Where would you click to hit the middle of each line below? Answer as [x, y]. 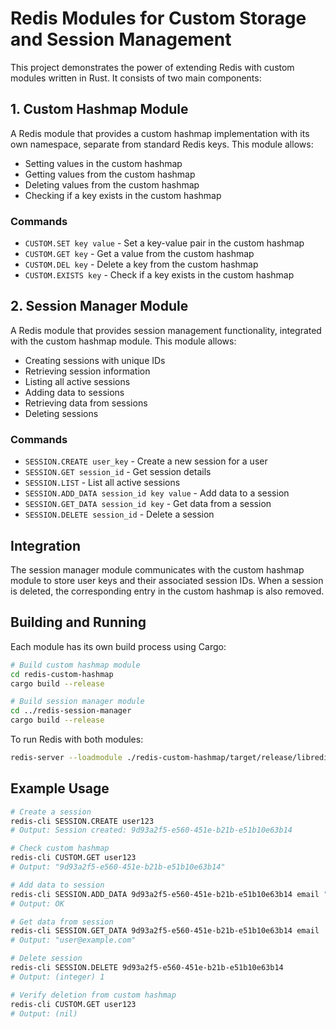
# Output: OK [37, 903]
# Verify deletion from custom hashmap [93, 995]
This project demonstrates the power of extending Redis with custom [152, 67]
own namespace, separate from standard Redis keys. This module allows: [162, 144]
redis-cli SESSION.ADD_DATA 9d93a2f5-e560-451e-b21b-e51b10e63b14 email [165, 894]
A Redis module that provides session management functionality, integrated [166, 330]
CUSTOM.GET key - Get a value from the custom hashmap [139, 254]
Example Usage [60, 788]
